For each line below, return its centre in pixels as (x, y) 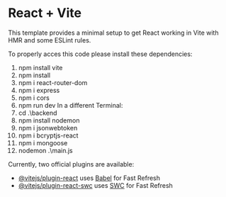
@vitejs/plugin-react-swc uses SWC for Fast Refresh (95, 185)
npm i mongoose (43, 142)
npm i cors (34, 98)
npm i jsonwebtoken (48, 128)
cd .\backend (38, 113)
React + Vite (45, 13)
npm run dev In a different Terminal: (70, 105)
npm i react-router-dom (53, 82)
